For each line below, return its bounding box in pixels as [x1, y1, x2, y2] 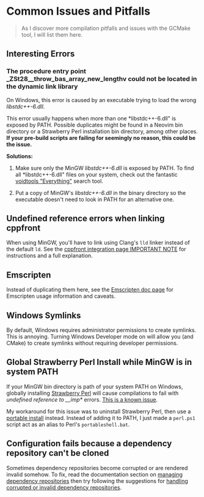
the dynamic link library [6, 83, 78, 91]
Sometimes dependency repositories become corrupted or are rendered [6, 464, 188, 471]
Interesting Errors [6, 49, 75, 59]
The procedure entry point [6, 67, 87, 76]
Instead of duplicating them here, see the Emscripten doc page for [6, 286, 174, 293]
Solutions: [6, 152, 34, 160]
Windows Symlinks [6, 310, 81, 320]
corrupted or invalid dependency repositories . [6, 484, 122, 491]
